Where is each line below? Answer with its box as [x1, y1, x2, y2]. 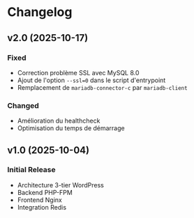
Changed [7, 100, 40, 110]
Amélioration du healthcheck [17, 116, 100, 125]
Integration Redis [17, 203, 67, 211]
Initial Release [7, 165, 56, 175]
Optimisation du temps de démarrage [17, 124, 125, 132]
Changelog [7, 4, 73, 20]
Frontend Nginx [17, 196, 63, 204]
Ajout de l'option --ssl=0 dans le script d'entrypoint [17, 76, 166, 84]
